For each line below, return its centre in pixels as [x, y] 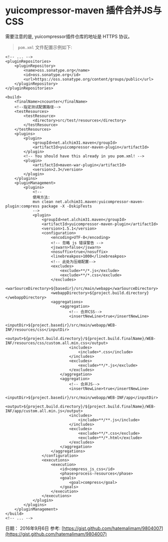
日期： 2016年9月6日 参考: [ [34, 528]
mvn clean [43, 202]
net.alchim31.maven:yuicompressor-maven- [100, 202]
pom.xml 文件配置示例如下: [45, 47]
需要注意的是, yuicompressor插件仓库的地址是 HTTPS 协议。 [69, 36]
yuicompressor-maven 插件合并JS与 [83, 10]
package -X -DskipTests [67, 206]
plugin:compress [22, 206]
